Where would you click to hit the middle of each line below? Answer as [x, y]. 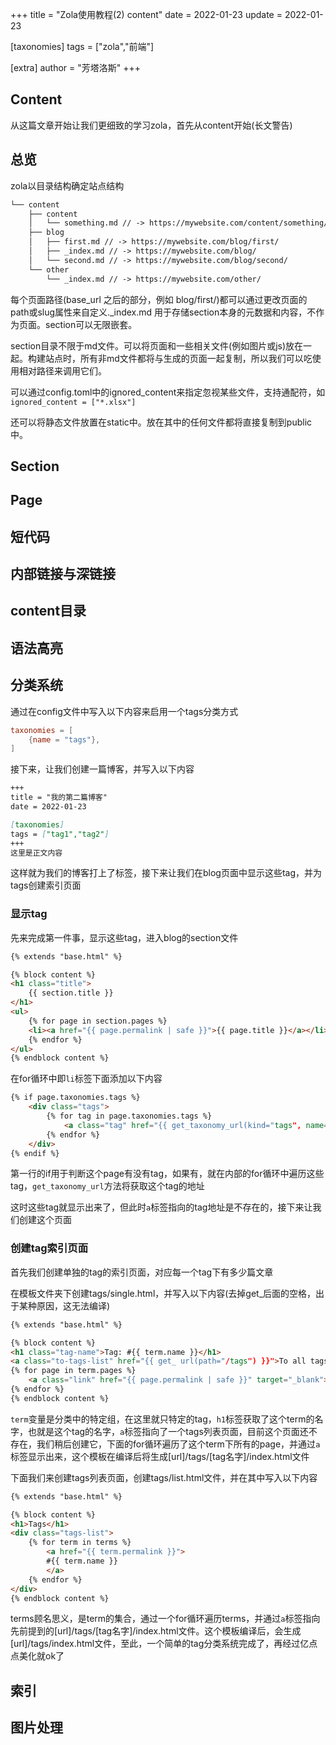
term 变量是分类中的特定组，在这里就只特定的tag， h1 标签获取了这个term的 [162, 1419]
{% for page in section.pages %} [98, 1021]
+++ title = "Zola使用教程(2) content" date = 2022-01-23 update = [146, 14]
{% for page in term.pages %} [73, 1371]
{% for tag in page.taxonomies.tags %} [129, 1116]
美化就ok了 [41, 1656]
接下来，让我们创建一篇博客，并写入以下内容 [102, 769]
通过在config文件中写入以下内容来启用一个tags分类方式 [124, 711]
